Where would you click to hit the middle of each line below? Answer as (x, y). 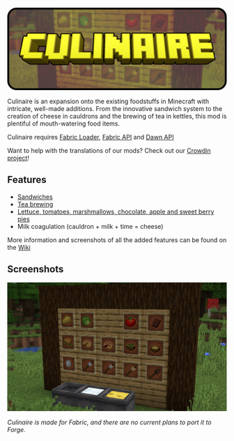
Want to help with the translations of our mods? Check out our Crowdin (109, 150)
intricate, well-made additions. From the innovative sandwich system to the (115, 109)
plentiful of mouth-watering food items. (64, 124)
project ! (18, 158)
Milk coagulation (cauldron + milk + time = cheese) (90, 226)
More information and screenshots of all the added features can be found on (117, 240)
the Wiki (19, 247)
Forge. (16, 430)
